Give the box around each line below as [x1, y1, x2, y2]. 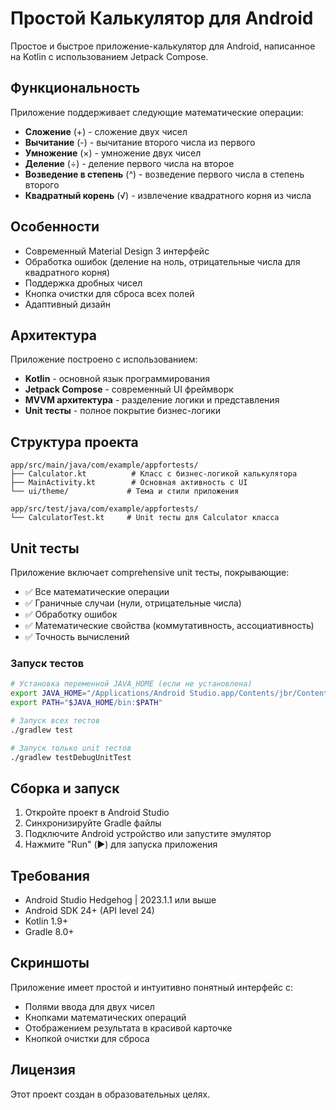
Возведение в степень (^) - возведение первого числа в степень [24, 168, 305, 180]
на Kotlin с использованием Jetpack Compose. [10, 50, 209, 62]
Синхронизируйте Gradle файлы [24, 817, 162, 829]
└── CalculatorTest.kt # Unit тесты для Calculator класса [10, 513, 280, 523]
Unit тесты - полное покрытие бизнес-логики [24, 405, 222, 417]
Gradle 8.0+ [24, 926, 75, 938]
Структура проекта [10, 433, 139, 451]
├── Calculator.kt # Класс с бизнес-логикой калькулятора [10, 469, 298, 479]
